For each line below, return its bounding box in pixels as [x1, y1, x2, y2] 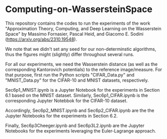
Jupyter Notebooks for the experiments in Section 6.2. [5, 112, 118, 119]
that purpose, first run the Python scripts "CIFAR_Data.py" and [5, 72, 135, 78]
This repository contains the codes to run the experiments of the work [5, 20, 150, 26]
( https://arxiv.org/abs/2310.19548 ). [5, 36, 77, 42]
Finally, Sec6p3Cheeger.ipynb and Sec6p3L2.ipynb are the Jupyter [5, 122, 145, 128]
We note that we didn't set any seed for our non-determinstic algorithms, [5, 46, 156, 52]
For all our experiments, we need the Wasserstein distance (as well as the [5, 61, 158, 67]
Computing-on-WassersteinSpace [5, 4, 152, 15]
